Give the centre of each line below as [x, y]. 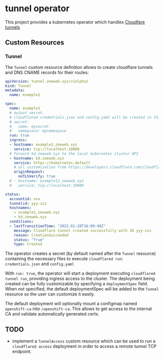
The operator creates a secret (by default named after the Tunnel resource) [81, 253]
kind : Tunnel [18, 86]
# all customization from [40, 167]
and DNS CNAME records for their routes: [47, 72]
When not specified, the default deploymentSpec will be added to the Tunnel [82, 289]
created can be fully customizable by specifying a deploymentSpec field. [77, 284]
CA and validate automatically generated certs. [52, 314]
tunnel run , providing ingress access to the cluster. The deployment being [80, 278]
